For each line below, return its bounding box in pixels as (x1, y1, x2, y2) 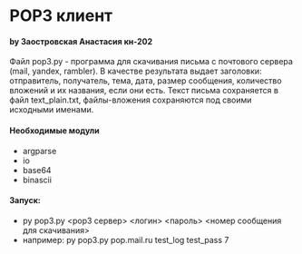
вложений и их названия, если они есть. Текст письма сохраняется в (9, 85, 279, 96)
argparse (22, 145, 57, 156)
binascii (22, 174, 53, 185)
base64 (22, 164, 52, 175)
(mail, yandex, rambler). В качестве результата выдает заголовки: (9, 65, 262, 77)
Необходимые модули (9, 124, 100, 136)
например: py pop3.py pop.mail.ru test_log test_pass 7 (22, 234, 229, 245)
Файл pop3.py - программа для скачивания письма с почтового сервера (9, 56, 293, 67)
